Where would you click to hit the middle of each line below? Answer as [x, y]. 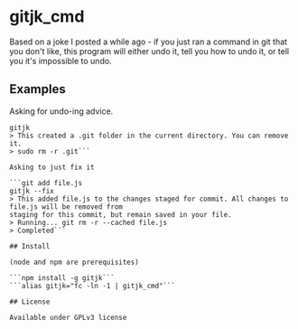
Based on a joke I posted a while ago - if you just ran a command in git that [148, 42]
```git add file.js [46, 183]
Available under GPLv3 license [68, 317]
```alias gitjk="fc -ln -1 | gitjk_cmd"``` [93, 286]
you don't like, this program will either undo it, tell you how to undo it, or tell [149, 51]
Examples [37, 89]
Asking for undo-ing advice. [61, 111]
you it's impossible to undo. [61, 61]
